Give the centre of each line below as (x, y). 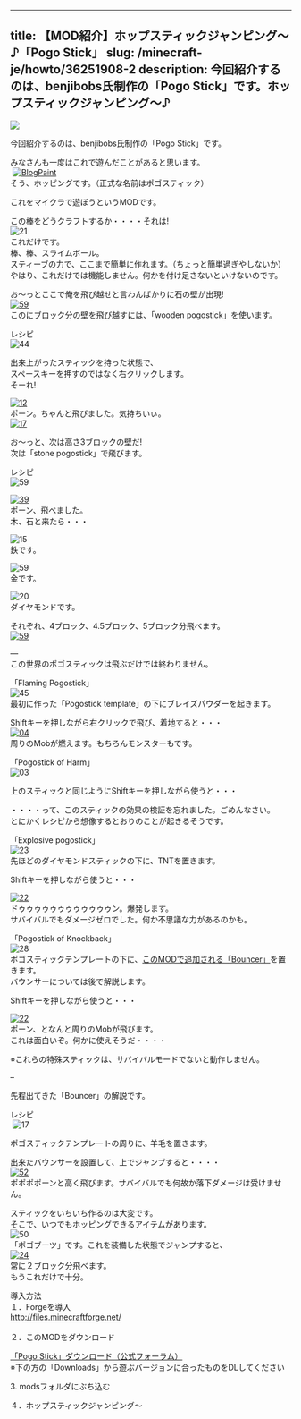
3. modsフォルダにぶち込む (60, 1386)
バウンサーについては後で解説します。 (80, 981)
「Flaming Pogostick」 (52, 683)
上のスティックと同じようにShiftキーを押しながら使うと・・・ (124, 790)
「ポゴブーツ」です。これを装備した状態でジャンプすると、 (119, 1245)
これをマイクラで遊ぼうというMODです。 (86, 201)
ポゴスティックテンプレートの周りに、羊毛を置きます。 (111, 1143)
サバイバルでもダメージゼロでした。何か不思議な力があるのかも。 (131, 919)
